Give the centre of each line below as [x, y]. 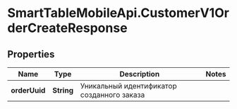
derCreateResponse [68, 28]
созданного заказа [113, 95]
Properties [31, 54]
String [63, 90]
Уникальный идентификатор [129, 86]
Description [140, 74]
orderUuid [28, 90]
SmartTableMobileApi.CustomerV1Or [118, 13]
